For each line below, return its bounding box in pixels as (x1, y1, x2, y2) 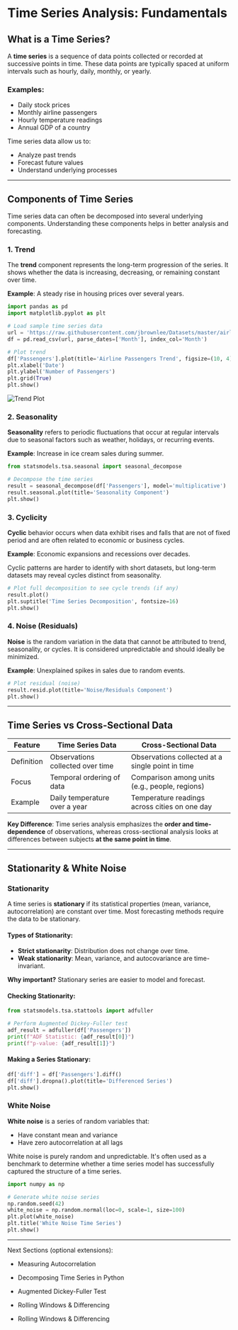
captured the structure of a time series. (7, 1167, 122, 1176)
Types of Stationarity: (7, 930, 73, 940)
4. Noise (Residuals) (7, 621, 78, 631)
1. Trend (7, 244, 35, 254)
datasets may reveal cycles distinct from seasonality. (7, 571, 161, 579)
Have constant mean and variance (17, 1130, 118, 1139)
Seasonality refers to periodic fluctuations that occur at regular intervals (7, 428, 220, 436)
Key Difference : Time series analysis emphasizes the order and (7, 820, 194, 828)
